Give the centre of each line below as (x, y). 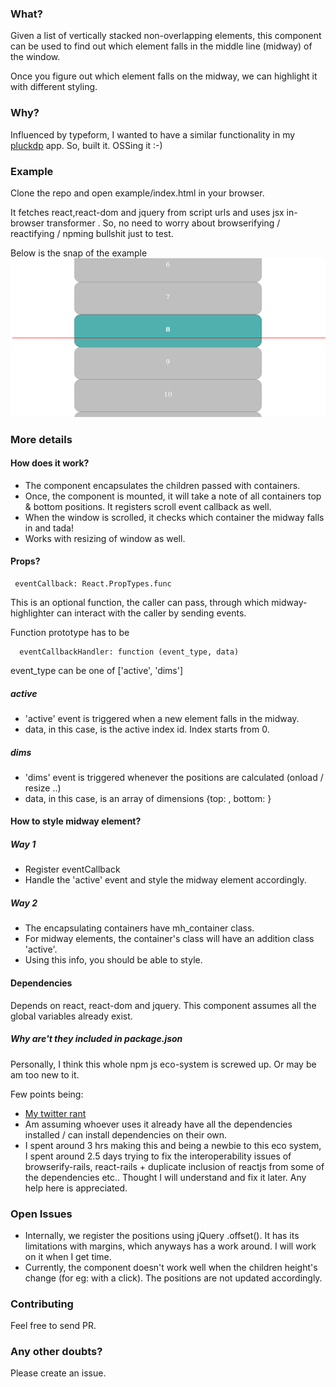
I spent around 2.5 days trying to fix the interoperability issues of (158, 1156)
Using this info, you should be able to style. (113, 960)
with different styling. (54, 87)
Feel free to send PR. (53, 1326)
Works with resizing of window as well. (105, 538)
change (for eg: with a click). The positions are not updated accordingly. (173, 1278)
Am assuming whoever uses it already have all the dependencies (158, 1124)
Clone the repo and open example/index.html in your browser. (137, 193)
